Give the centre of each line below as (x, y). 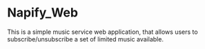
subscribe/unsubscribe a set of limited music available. (86, 39)
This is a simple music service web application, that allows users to (102, 32)
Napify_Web (42, 13)
